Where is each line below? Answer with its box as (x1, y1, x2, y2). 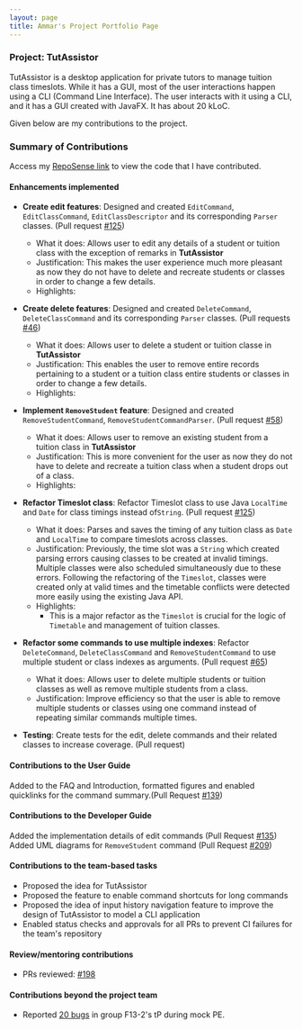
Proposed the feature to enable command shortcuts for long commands (22, 889, 289, 900)
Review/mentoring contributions (9, 949, 134, 960)
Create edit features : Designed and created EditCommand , (22, 202, 235, 212)
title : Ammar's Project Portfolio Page (9, 22, 159, 31)
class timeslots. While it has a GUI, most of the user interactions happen (9, 81, 276, 92)
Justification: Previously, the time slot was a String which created (35, 544, 280, 555)
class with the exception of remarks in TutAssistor (35, 248, 224, 258)
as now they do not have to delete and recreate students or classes (35, 266, 286, 277)
